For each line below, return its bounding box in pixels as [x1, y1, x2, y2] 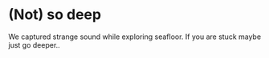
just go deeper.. [8, 40, 60, 49]
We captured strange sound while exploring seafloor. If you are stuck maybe [8, 32, 262, 41]
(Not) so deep [8, 6, 102, 24]
